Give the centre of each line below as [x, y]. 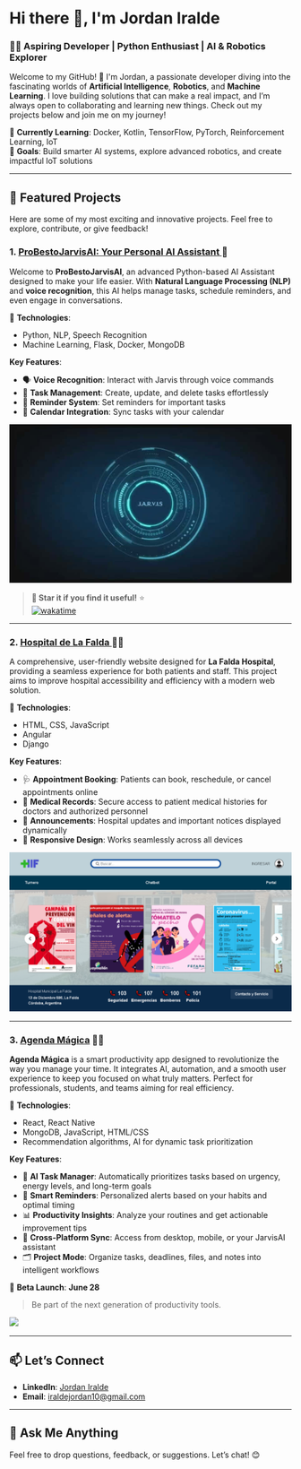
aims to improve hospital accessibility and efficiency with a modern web [142, 681]
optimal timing [48, 1205]
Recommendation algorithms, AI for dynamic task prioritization [138, 1142]
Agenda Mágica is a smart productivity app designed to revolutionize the [144, 1059]
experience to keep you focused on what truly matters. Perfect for [131, 1078]
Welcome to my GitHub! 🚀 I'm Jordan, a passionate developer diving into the [150, 77]
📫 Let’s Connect [57, 1361]
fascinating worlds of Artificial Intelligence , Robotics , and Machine [135, 86]
